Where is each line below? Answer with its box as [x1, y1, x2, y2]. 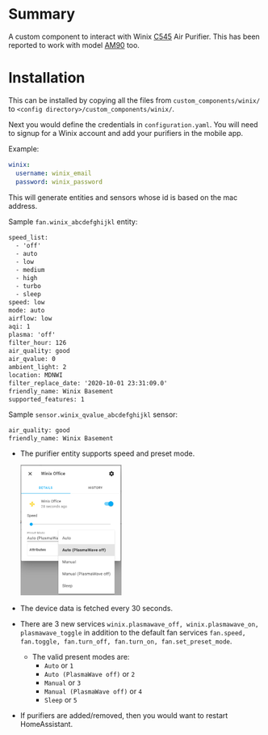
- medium [15, 266, 45, 274]
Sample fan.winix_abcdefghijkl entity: [8, 216, 138, 227]
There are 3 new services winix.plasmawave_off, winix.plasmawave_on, [19, 619, 260, 629]
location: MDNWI [8, 371, 63, 379]
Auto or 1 [44, 661, 74, 670]
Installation [8, 69, 86, 87]
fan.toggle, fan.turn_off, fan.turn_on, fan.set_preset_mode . [19, 636, 232, 646]
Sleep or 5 [44, 695, 77, 705]
